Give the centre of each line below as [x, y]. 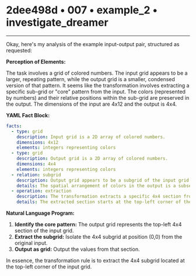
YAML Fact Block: [28, 115]
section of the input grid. [44, 230]
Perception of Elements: [36, 61]
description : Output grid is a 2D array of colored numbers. [92, 159]
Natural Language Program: [40, 213]
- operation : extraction [41, 191]
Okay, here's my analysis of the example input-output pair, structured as [93, 44]
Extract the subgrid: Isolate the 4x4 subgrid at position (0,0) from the [98, 237]
